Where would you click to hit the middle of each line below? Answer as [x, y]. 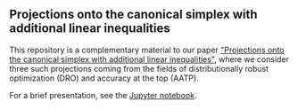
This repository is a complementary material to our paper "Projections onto [147, 50]
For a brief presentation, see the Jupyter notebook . [103, 95]
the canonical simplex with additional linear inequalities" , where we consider [149, 59]
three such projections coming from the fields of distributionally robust [139, 68]
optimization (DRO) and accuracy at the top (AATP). [104, 78]
